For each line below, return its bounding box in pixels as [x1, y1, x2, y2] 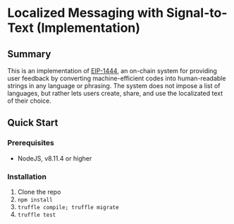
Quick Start [7, 117, 58, 129]
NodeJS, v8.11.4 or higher [17, 154, 92, 163]
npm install [17, 196, 53, 204]
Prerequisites [7, 138, 54, 148]
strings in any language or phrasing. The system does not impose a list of [7, 82, 221, 89]
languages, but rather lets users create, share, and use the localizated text [7, 89, 223, 97]
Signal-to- [166, 5, 228, 21]
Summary [7, 48, 51, 60]
